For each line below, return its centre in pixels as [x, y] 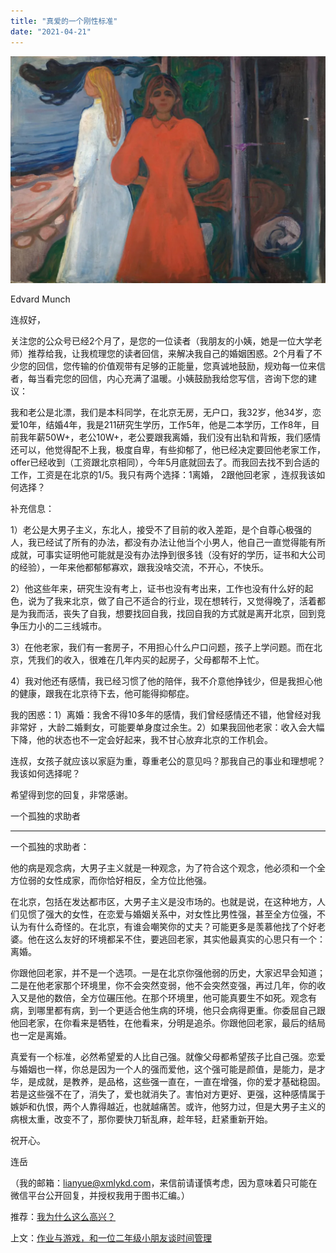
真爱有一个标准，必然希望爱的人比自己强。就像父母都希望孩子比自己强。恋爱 [168, 1057]
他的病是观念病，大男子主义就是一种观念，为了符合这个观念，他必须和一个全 [168, 868]
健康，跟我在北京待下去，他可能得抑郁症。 [106, 694]
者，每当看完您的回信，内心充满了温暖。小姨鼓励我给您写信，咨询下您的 [159, 379]
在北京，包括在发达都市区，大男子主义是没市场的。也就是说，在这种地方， [163, 902]
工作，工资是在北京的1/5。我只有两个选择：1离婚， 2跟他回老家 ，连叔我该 [163, 475]
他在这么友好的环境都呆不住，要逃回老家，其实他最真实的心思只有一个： [176, 939]
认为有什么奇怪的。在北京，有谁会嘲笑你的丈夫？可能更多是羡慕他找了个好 [163, 927]
